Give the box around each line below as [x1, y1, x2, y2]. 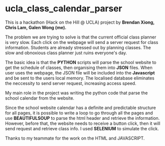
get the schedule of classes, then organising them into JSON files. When [5, 65, 153, 71]
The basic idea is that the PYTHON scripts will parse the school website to [5, 59, 157, 65]
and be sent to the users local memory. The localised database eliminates [5, 75, 155, 81]
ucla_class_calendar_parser [5, 3, 122, 14]
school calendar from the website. [5, 95, 75, 101]
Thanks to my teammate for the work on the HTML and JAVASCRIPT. [5, 135, 145, 141]
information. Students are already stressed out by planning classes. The [5, 44, 151, 50]
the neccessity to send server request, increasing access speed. [5, 80, 136, 86]
